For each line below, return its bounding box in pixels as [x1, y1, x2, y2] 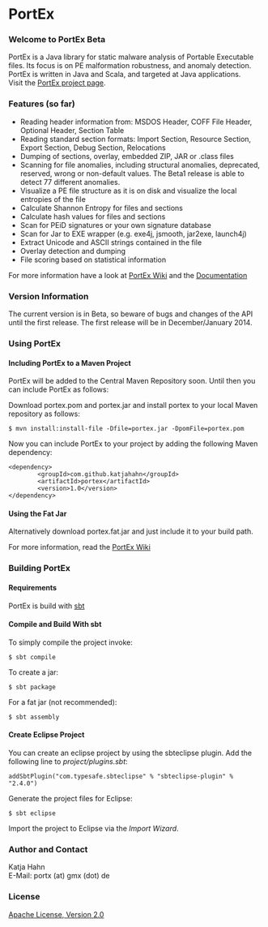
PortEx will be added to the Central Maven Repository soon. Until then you [8, 376, 256, 386]
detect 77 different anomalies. [19, 177, 121, 187]
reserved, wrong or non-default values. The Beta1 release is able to [19, 168, 245, 178]
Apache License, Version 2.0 [8, 909, 104, 919]
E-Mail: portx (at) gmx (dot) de [8, 871, 111, 881]
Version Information [8, 290, 89, 302]
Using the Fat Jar [8, 509, 67, 518]
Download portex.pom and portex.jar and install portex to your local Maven [8, 401, 258, 410]
